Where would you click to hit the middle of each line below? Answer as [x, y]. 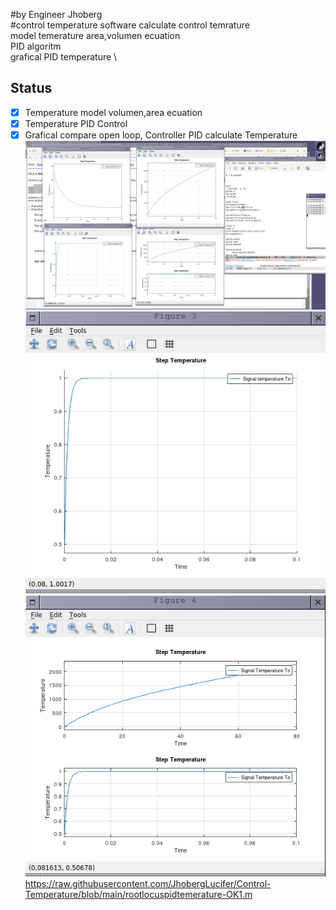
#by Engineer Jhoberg [56, 14]
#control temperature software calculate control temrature [130, 25]
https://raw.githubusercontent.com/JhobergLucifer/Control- [148, 884]
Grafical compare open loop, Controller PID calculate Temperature [161, 135]
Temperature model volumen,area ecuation [113, 112]
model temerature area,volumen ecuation [95, 35]
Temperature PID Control [76, 123]
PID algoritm [36, 46]
